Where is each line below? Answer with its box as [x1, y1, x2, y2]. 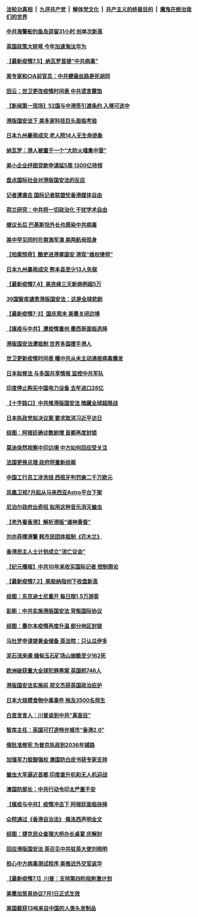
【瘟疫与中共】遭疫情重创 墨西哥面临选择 [6, 325, 108, 333]
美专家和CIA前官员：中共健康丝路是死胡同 [6, 72, 110, 79]
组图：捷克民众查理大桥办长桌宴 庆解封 [6, 831, 103, 838]
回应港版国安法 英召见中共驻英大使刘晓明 [6, 845, 108, 852]
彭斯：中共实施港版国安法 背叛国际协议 [6, 607, 103, 615]
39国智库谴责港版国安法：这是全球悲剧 [6, 295, 103, 303]
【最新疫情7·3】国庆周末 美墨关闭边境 [6, 310, 100, 318]
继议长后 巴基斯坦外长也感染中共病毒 [6, 221, 97, 228]
